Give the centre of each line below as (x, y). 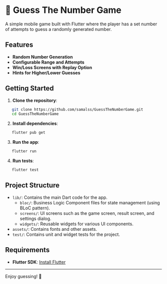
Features (19, 45)
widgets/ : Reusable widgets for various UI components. (77, 224)
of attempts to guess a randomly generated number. (58, 29)
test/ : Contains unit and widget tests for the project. (66, 234)
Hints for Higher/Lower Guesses (46, 73)
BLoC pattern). (35, 208)
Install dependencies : (35, 123)
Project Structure (32, 185)
